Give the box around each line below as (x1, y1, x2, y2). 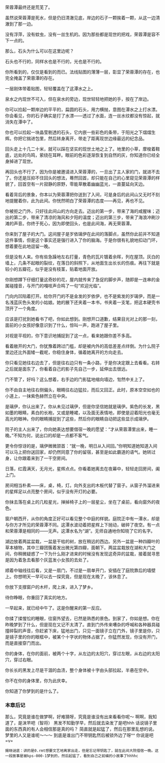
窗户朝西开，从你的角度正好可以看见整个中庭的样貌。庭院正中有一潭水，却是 (5, 516, 160, 521)
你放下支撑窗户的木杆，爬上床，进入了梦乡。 (5, 584, 96, 590)
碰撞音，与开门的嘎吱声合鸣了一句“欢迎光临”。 (9, 283, 104, 288)
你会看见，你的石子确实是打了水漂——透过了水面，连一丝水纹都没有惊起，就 (5, 113, 160, 118)
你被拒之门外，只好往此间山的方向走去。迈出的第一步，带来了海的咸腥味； (5, 208, 156, 214)
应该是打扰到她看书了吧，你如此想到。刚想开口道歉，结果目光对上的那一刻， (5, 316, 160, 322)
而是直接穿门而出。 (5, 640, 44, 646)
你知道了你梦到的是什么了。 (5, 688, 61, 694)
